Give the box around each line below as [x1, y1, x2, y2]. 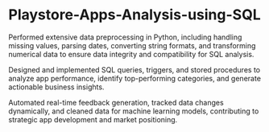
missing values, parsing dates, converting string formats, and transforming [8, 40, 256, 50]
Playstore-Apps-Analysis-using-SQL [8, 6, 262, 24]
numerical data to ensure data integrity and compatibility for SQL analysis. [8, 49, 255, 59]
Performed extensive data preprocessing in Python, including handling [8, 32, 242, 42]
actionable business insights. [8, 82, 105, 92]
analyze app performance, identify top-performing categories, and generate [8, 73, 262, 83]
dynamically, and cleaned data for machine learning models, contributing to [8, 106, 259, 116]
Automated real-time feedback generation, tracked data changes [8, 97, 224, 107]
